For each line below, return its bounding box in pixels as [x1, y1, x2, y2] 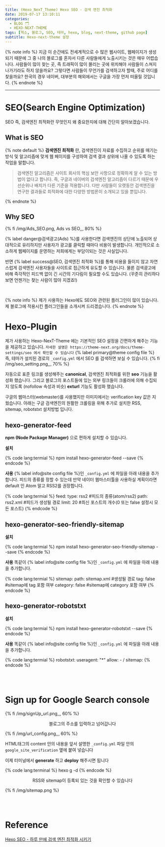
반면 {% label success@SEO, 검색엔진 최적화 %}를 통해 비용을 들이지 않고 [5, 258, 149, 264]
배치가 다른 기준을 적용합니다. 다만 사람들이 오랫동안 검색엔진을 [34, 182, 155, 188]
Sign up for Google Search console [5, 694, 150, 705]
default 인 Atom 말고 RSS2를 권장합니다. [5, 483, 84, 489]
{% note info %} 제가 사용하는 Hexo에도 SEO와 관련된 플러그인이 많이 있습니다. [5, 297, 159, 303]
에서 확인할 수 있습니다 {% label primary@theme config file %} [33, 350, 155, 356]
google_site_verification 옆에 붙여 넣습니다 [5, 747, 93, 753]
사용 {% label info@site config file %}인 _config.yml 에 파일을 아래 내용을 [5, 471, 150, 477]
